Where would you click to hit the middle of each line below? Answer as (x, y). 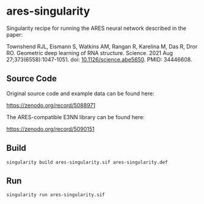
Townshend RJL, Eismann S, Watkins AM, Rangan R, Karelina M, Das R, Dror (102, 46)
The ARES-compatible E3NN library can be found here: (75, 117)
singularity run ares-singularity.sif (56, 195)
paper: (15, 34)
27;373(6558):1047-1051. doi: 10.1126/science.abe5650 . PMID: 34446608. (99, 59)
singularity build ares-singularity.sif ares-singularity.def (87, 162)
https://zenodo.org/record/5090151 (50, 129)
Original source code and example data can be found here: (80, 93)
